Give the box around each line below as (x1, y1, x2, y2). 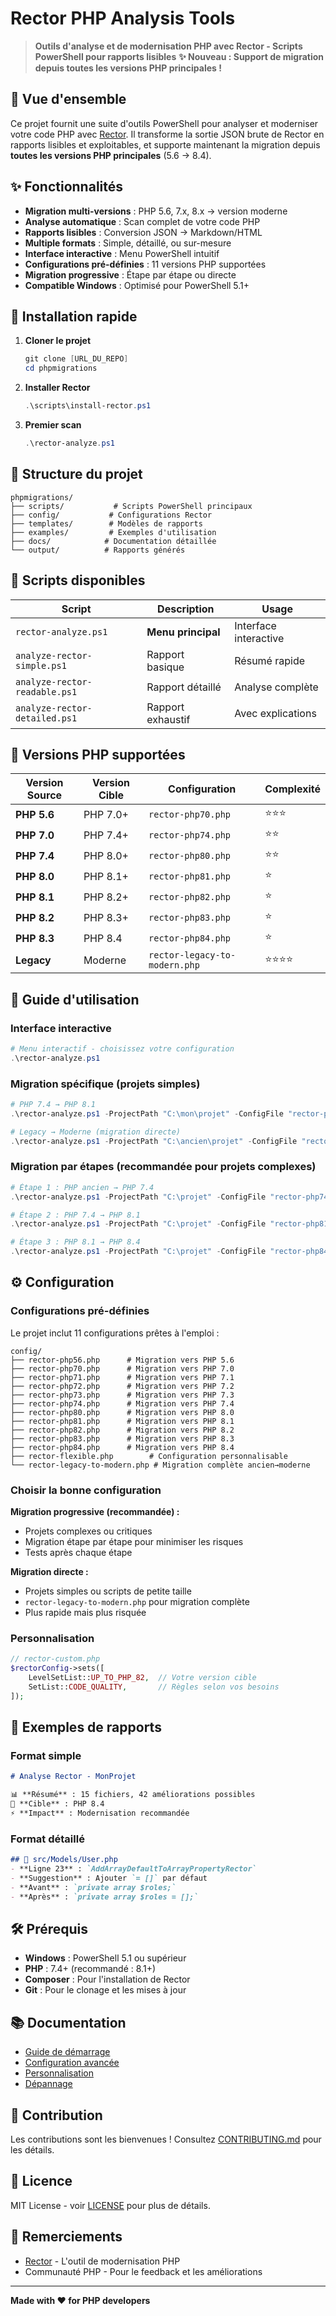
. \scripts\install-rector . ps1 (24, 401, 152, 411)
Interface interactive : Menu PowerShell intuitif (24, 247, 220, 259)
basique (146, 660, 185, 674)
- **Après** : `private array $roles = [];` (10, 1892, 199, 1902)
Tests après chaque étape (24, 1547, 133, 1559)
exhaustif (146, 712, 191, 726)
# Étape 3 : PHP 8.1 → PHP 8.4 (10, 1237, 141, 1247)
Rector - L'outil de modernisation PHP (24, 2255, 181, 2267)
